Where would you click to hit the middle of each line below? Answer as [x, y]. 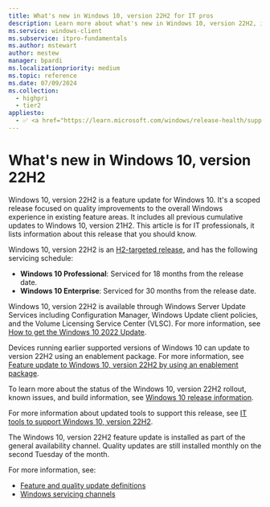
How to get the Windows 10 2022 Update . [78, 332]
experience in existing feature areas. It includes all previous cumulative [126, 216]
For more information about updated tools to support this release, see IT [128, 413]
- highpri [32, 98]
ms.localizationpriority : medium [64, 68]
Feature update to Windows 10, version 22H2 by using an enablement [123, 365]
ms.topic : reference [43, 76]
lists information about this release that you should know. [102, 233]
